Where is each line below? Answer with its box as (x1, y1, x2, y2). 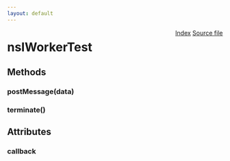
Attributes (7, 126, 51, 138)
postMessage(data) (7, 87, 75, 96)
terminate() (7, 105, 46, 115)
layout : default (7, 10, 53, 17)
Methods (7, 66, 47, 78)
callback (7, 147, 36, 156)
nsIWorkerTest (7, 39, 92, 55)
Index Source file (175, 29, 223, 37)
